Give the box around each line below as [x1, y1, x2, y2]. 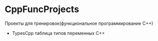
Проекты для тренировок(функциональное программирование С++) [5, 20, 153, 26]
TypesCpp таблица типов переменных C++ [12, 30, 106, 36]
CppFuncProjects [5, 4, 79, 15]
